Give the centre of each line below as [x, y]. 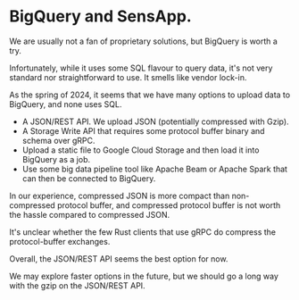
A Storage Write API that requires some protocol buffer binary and [143, 130]
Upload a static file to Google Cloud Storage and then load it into [141, 150]
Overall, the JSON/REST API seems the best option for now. [119, 258]
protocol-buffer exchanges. [60, 241]
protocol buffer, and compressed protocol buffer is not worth [169, 205]
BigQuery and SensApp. [100, 17]
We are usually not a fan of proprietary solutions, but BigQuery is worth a [144, 41]
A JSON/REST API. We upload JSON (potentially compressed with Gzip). [155, 121]
